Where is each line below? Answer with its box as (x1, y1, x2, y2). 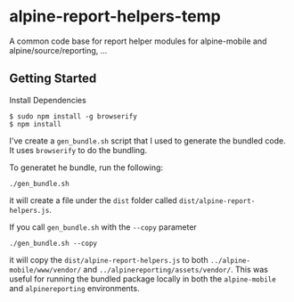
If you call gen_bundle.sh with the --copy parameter (9, 221, 198, 233)
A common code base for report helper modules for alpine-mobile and (9, 36, 267, 46)
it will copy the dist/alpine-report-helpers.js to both (9, 254, 209, 265)
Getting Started (9, 71, 97, 86)
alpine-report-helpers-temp (9, 6, 221, 27)
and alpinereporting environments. (9, 282, 140, 293)
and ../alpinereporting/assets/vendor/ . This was (83, 264, 269, 274)
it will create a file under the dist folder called (9, 194, 178, 206)
